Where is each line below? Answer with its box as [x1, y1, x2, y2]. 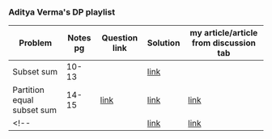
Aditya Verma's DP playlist [8, 6, 116, 18]
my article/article [189, 27, 258, 39]
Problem [19, 37, 53, 48]
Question [101, 32, 138, 44]
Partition [12, 84, 45, 95]
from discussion [191, 37, 257, 48]
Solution [147, 37, 181, 48]
